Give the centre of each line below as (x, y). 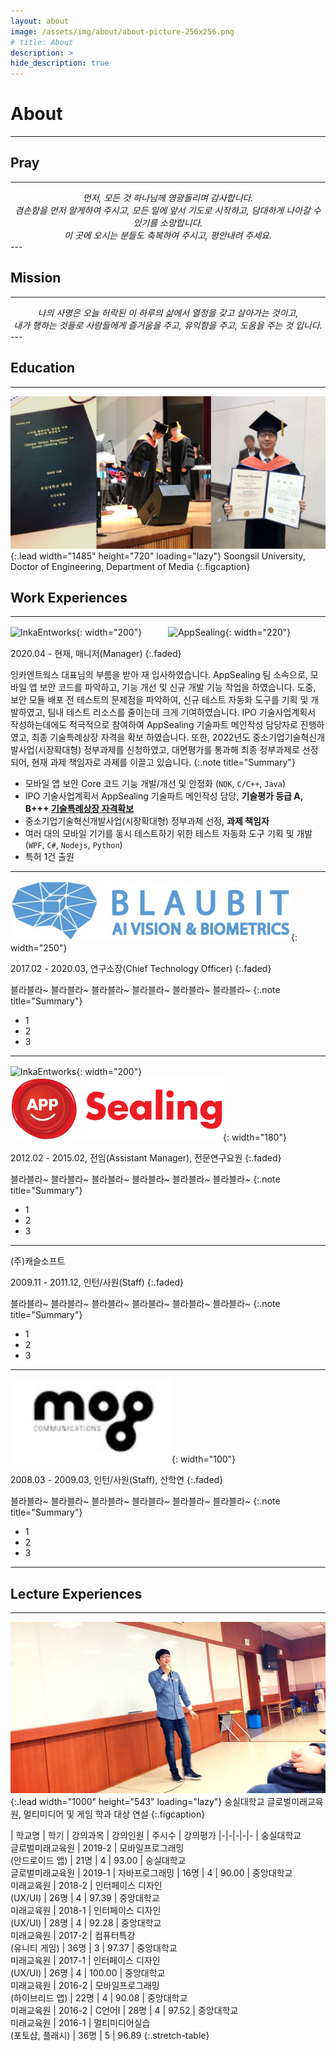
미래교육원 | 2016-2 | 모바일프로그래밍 (85, 1985)
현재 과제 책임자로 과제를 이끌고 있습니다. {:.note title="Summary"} (163, 762)
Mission (36, 278)
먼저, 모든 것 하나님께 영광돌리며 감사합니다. (168, 197)
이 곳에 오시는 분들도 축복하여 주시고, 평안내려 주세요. (168, 235)
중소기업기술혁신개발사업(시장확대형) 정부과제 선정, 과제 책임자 (147, 821)
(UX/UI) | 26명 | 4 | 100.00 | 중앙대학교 (88, 1972)
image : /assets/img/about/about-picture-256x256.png (122, 31)
